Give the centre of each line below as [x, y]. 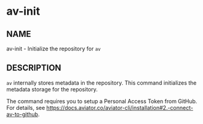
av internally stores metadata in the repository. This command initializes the [101, 83]
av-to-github [22, 114]
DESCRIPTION [34, 68]
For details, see [26, 107]
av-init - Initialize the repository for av [54, 48]
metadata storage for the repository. [52, 89]
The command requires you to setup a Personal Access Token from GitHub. [102, 101]
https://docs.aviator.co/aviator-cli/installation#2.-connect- [120, 107]
